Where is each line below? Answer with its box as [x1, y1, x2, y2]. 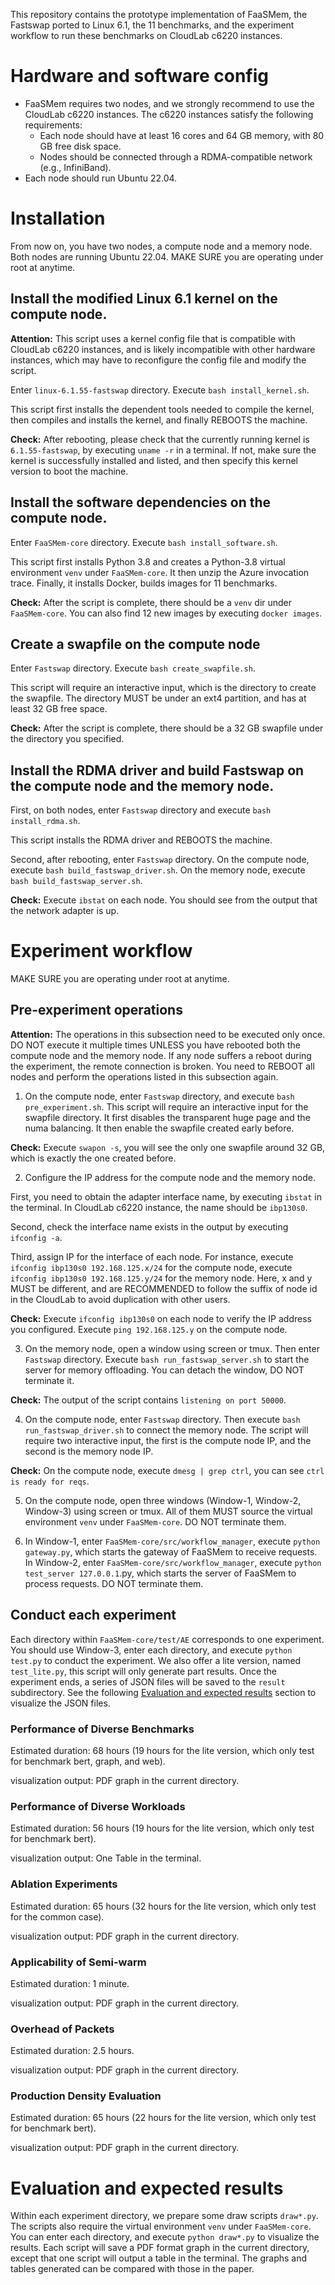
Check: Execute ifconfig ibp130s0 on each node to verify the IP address [10, 1312, 312, 1324]
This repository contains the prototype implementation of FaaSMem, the [10, 9, 308, 20]
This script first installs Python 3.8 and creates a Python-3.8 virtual [10, 555, 286, 568]
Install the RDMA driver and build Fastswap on [10, 762, 305, 779]
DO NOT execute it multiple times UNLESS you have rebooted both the [10, 1039, 302, 1051]
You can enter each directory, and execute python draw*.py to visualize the [10, 2231, 320, 2243]
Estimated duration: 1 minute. [10, 1977, 130, 1989]
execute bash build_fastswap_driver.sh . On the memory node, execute [10, 864, 306, 876]
